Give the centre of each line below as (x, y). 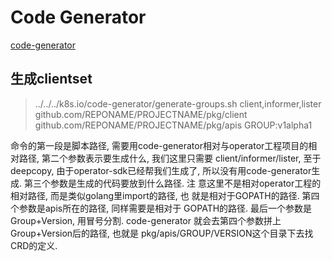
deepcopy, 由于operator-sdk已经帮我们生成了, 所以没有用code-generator (161, 170)
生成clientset (51, 79)
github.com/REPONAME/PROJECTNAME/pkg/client (141, 114)
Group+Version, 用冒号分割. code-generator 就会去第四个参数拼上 (146, 220)
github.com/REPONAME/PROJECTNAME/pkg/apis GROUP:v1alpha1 (173, 125)
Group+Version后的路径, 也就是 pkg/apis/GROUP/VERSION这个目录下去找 (162, 233)
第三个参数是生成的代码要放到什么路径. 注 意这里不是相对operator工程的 (172, 183)
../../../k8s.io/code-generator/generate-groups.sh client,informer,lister (178, 103)
